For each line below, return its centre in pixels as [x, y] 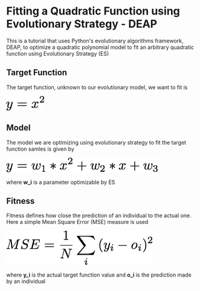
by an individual [26, 281]
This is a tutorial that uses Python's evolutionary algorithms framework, [95, 41]
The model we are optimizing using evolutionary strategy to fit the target [96, 142]
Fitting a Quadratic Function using [93, 11]
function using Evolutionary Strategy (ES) [58, 53]
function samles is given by [40, 149]
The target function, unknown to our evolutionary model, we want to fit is [97, 87]
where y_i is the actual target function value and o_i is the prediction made [99, 275]
